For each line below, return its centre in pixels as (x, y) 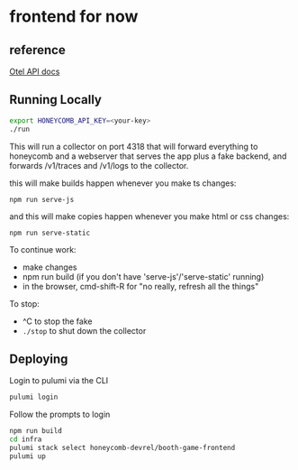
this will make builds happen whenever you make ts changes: (123, 183)
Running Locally (55, 100)
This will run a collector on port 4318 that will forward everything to (134, 146)
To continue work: (43, 249)
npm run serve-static (50, 233)
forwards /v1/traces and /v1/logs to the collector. (99, 165)
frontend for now (74, 17)
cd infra (26, 439)
